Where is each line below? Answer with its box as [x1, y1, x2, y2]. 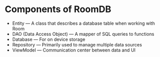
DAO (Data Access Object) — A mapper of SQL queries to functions [12, 31, 154, 37]
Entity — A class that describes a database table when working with [12, 20, 155, 26]
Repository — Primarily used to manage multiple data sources [12, 41, 142, 47]
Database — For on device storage [12, 36, 86, 42]
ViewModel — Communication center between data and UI [12, 47, 136, 53]
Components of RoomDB [5, 4, 112, 15]
